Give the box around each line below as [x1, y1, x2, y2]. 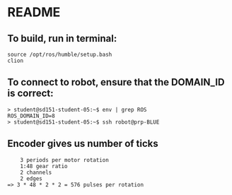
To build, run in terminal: [7, 32, 117, 45]
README [7, 4, 61, 20]
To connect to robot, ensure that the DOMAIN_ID [7, 76, 225, 88]
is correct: [7, 88, 54, 100]
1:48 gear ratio [20, 162, 69, 170]
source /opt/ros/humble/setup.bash [7, 51, 112, 58]
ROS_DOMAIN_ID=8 [7, 112, 55, 119]
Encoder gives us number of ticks [7, 138, 159, 150]
